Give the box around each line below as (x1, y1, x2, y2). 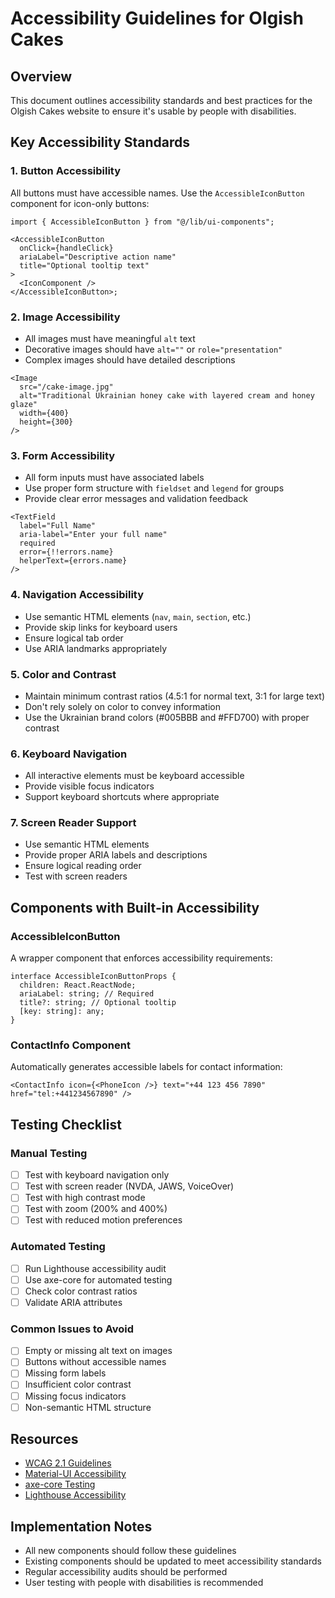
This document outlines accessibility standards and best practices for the (10, 95, 313, 106)
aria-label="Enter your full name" (19, 530, 168, 540)
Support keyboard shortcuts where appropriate (24, 791, 220, 803)
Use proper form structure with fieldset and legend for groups (24, 482, 285, 494)
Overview (10, 68, 73, 85)
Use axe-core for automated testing (24, 1273, 173, 1286)
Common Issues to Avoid (10, 1322, 135, 1336)
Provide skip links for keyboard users (24, 621, 178, 633)
